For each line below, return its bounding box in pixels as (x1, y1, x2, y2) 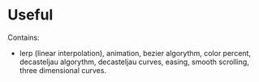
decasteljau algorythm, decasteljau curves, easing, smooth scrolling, (19, 57, 249, 67)
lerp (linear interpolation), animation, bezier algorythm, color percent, (19, 48, 251, 58)
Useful (7, 6, 54, 24)
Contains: (7, 32, 40, 42)
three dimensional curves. (19, 65, 107, 75)
